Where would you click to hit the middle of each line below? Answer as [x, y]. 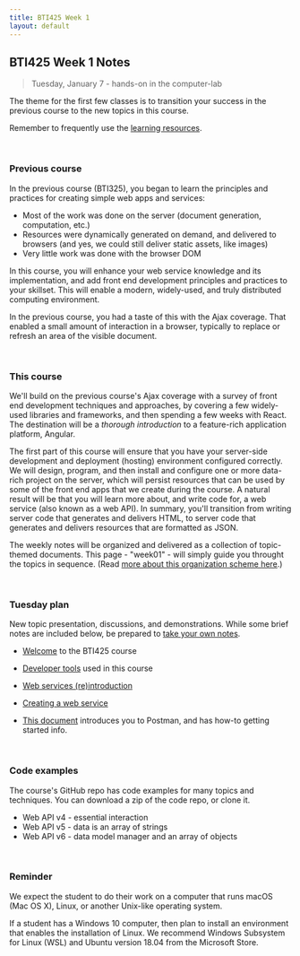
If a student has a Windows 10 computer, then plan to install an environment [149, 923]
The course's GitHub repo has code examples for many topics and [132, 790]
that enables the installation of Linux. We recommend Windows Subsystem [147, 933]
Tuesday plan [39, 604]
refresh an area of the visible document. [83, 335]
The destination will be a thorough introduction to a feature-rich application [148, 424]
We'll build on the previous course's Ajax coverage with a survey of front [143, 395]
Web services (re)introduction [77, 686]
